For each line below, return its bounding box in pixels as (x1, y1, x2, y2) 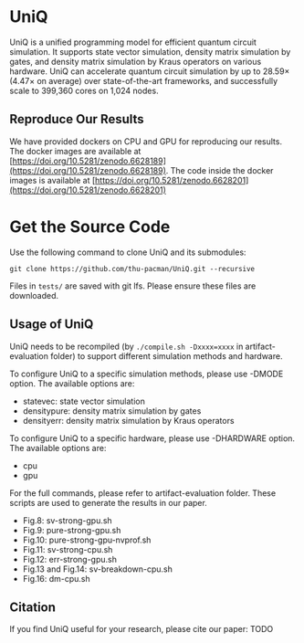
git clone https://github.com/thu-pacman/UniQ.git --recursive (9, 264, 256, 273)
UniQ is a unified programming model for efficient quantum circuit (9, 37, 257, 47)
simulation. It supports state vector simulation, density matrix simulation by (9, 46, 291, 57)
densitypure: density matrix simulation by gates (22, 405, 202, 416)
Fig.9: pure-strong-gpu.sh (22, 524, 121, 535)
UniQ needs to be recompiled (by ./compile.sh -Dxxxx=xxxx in (9, 341, 244, 352)
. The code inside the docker (165, 164, 274, 175)
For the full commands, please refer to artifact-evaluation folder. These (9, 487, 277, 499)
